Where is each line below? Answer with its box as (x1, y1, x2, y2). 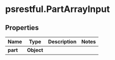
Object (26, 46, 43, 53)
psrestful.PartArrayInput (5, 3, 110, 15)
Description (48, 38, 76, 45)
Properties (5, 23, 39, 32)
